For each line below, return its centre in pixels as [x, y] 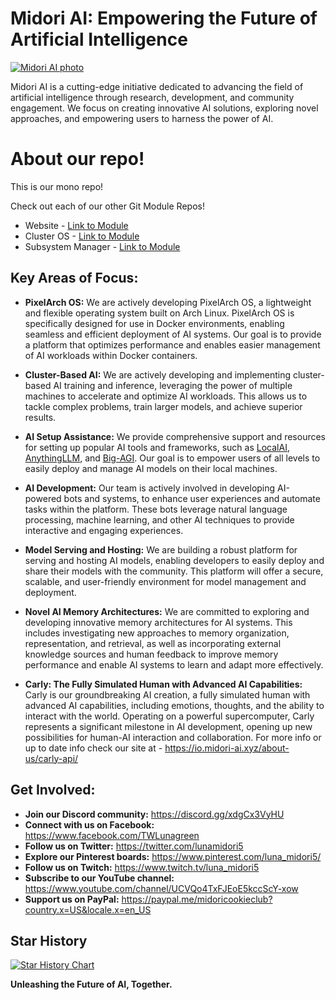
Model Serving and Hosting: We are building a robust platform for [161, 549]
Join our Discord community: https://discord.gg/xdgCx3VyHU [154, 814]
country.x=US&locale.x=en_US [88, 909]
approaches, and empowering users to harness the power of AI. [142, 118]
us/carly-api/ [51, 758]
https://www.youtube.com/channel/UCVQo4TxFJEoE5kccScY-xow [161, 888]
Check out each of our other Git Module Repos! [107, 206]
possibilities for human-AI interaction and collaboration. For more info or [173, 737]
